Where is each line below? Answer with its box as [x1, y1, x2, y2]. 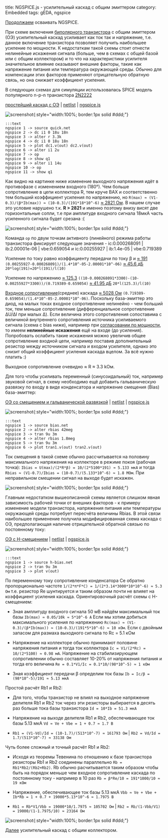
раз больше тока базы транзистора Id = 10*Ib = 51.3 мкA [12, 705, 137, 711]
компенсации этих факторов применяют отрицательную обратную [5, 72, 149, 77]
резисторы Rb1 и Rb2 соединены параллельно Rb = [12, 759, 122, 765]
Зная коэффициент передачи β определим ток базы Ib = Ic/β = [12, 671, 150, 676]
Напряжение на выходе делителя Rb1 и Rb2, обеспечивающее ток [12, 715, 155, 721]
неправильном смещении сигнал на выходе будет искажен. [5, 475, 134, 481]
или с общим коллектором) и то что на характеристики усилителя [5, 56, 147, 62]
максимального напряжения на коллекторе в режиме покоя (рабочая [5, 459, 156, 465]
